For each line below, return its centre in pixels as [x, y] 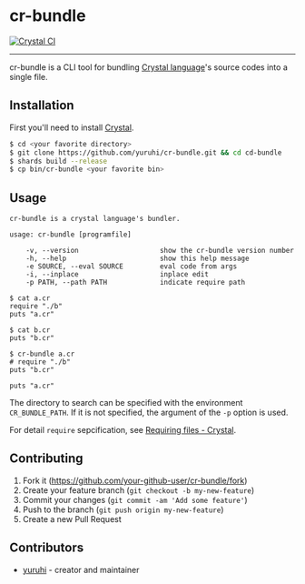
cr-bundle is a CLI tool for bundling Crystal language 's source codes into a [148, 67]
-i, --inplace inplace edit [117, 275]
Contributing [46, 459]
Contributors [47, 548]
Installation [42, 106]
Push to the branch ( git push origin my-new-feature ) [123, 509]
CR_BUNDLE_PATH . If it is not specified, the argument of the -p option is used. [149, 413]
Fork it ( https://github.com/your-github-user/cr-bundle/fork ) [135, 480]
